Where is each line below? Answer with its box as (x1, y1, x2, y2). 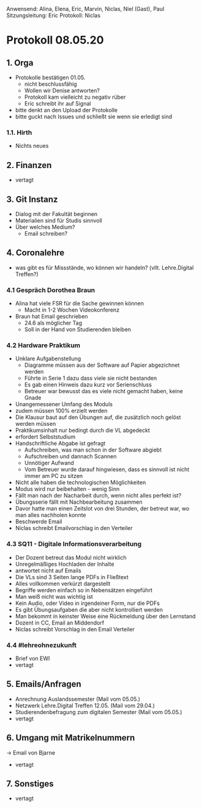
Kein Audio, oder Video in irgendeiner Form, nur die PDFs (15, 599, 160, 607)
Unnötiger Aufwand (24, 460, 75, 467)
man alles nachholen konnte (15, 512, 87, 519)
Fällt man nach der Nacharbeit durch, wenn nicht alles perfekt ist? (15, 492, 182, 499)
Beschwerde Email (15, 518, 62, 525)
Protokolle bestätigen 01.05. (15, 74, 86, 81)
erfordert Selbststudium (15, 433, 76, 441)
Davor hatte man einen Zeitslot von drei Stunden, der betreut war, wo (15, 505, 190, 512)
